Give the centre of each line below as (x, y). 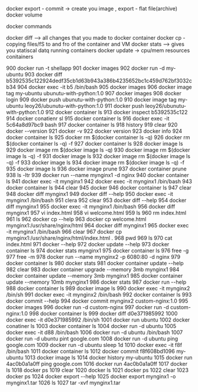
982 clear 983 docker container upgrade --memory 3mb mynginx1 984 (93, 269)
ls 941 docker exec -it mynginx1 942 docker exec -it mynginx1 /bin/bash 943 (99, 181)
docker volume (24, 15)
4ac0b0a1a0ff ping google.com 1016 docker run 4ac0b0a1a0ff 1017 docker (97, 364)
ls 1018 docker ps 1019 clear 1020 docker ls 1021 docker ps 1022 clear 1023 (98, 370)
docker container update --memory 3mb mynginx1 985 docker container (95, 276)
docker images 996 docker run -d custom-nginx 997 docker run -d (88, 307)
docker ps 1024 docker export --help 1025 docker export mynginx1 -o (91, 376)
